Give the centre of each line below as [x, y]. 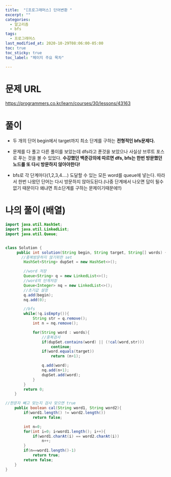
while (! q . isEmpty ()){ [47, 314]
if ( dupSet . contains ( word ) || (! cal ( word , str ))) [93, 342]
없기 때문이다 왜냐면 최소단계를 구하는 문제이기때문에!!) [67, 188]
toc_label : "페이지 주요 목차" [35, 58]
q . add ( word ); [55, 366]
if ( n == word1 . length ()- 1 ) [50, 450]
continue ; [61, 347]
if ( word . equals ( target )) [68, 351]
